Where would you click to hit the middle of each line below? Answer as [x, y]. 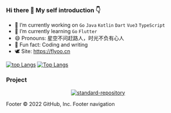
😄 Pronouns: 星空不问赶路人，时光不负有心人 [69, 38]
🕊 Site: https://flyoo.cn [42, 51]
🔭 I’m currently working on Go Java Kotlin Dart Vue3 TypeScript [90, 25]
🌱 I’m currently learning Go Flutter [56, 31]
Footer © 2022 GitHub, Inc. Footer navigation [60, 104]
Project [17, 80]
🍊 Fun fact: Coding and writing [51, 45]
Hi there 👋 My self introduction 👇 [53, 10]
